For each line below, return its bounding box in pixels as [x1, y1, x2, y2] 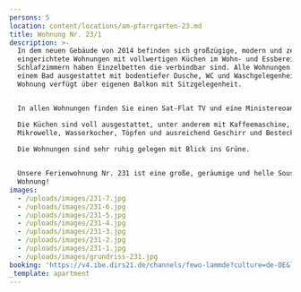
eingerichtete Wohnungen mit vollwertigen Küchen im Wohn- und [17, 55, 258, 64]
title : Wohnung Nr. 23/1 [9, 30, 102, 39]
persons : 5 [9, 13, 50, 22]
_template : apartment [9, 269, 90, 278]
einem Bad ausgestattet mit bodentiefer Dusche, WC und [17, 72, 230, 81]
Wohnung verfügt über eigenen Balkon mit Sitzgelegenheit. [17, 80, 243, 89]
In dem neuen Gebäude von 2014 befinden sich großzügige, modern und [17, 47, 282, 56]
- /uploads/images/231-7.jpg [17, 193, 126, 202]
